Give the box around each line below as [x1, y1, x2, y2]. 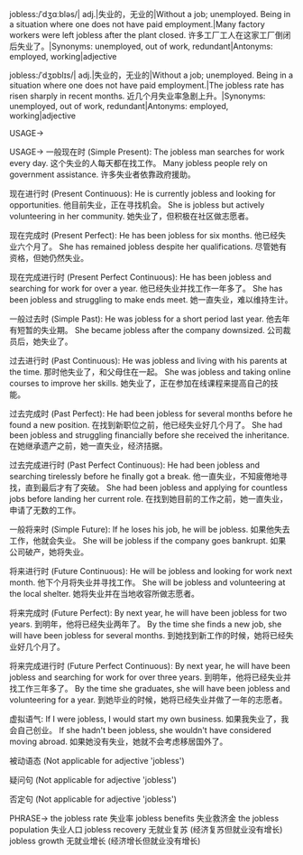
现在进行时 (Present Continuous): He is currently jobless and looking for [9, 189, 277, 199]
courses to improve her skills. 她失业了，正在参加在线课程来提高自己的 [9, 378, 271, 388]
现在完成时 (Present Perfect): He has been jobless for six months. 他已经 [9, 230, 279, 240]
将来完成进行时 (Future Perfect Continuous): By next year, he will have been [9, 661, 291, 671]
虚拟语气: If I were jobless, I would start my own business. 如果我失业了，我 [9, 713, 289, 724]
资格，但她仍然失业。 [9, 253, 88, 263]
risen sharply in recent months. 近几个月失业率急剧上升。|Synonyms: [9, 90, 266, 101]
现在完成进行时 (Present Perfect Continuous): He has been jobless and [9, 272, 272, 283]
